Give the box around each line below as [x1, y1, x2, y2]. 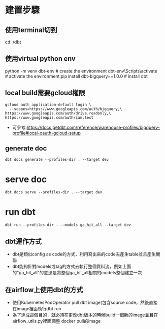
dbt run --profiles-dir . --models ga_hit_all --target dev [5, 222, 132, 227]
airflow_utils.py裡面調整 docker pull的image [12, 318, 101, 324]
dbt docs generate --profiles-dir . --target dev [5, 157, 109, 162]
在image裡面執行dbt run [12, 305, 62, 311]
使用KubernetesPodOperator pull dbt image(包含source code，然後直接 [12, 299, 158, 305]
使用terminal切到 [5, 26, 58, 34]
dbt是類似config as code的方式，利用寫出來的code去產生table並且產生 [12, 251, 156, 257]
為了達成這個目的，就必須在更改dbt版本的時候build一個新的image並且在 [12, 312, 158, 318]
